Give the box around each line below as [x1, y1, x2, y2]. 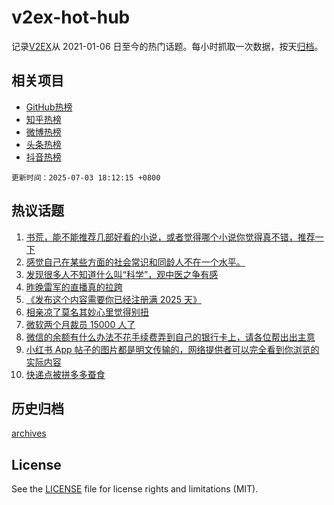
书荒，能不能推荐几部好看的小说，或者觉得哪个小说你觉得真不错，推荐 [25, 231, 316, 243]
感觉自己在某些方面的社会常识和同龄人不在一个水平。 [25, 256, 246, 268]
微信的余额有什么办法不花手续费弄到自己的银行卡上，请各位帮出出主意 [25, 331, 316, 343]
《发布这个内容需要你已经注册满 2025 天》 [25, 293, 202, 305]
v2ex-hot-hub [11, 6, 131, 29]
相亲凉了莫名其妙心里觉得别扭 [25, 306, 149, 318]
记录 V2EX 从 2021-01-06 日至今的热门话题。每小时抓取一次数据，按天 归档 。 [11, 40, 324, 52]
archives [11, 427, 47, 440]
